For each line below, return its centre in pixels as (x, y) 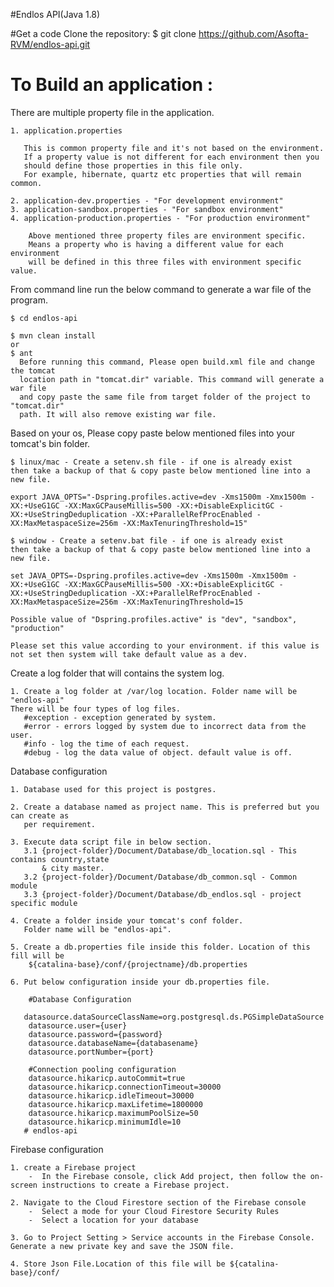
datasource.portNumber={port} (91, 1052)
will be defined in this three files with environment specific (165, 262)
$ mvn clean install (53, 335)
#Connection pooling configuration (102, 1069)
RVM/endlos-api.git (50, 44)
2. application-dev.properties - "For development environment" (147, 200)
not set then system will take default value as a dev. (129, 654)
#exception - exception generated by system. (120, 717)
